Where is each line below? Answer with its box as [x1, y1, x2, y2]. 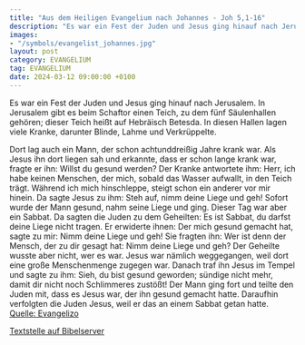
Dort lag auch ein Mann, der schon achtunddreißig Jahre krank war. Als [9, 143, 277, 154]
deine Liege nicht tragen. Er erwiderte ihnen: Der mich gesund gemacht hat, [9, 221, 293, 232]
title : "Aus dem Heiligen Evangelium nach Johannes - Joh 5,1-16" [9, 13, 266, 23]
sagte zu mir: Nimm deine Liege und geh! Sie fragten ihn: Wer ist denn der [9, 231, 287, 241]
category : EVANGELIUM [9, 55, 92, 64]
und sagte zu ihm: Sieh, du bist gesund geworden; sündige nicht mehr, [9, 269, 274, 280]
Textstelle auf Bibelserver [9, 325, 105, 336]
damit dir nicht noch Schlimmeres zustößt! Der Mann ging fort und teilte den [9, 279, 294, 290]
